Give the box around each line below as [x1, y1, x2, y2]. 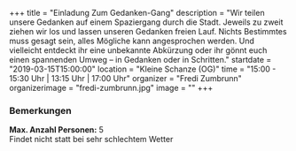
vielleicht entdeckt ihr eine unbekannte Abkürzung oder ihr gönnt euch [9, 45, 268, 56]
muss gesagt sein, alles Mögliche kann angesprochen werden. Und [9, 35, 255, 46]
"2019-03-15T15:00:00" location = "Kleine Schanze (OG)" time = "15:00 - [9, 64, 277, 74]
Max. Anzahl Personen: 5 [9, 125, 105, 135]
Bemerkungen [9, 104, 73, 117]
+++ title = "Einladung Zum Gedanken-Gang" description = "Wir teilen [9, 8, 265, 18]
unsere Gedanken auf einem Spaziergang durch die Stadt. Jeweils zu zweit [9, 17, 284, 27]
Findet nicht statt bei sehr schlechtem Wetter [9, 134, 174, 145]
